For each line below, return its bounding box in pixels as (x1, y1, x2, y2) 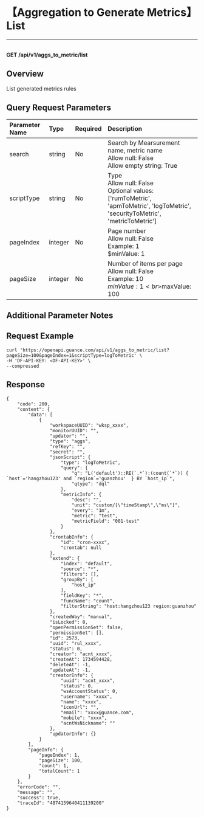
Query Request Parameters (6, 103, 111, 113)
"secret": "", (49, 449, 86, 455)
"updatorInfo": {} (49, 731, 97, 737)
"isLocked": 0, (49, 619, 88, 625)
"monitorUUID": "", (49, 427, 99, 433)
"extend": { (49, 555, 80, 561)
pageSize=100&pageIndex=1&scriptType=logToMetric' (6, 352, 137, 359)
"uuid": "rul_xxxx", (49, 640, 102, 646)
